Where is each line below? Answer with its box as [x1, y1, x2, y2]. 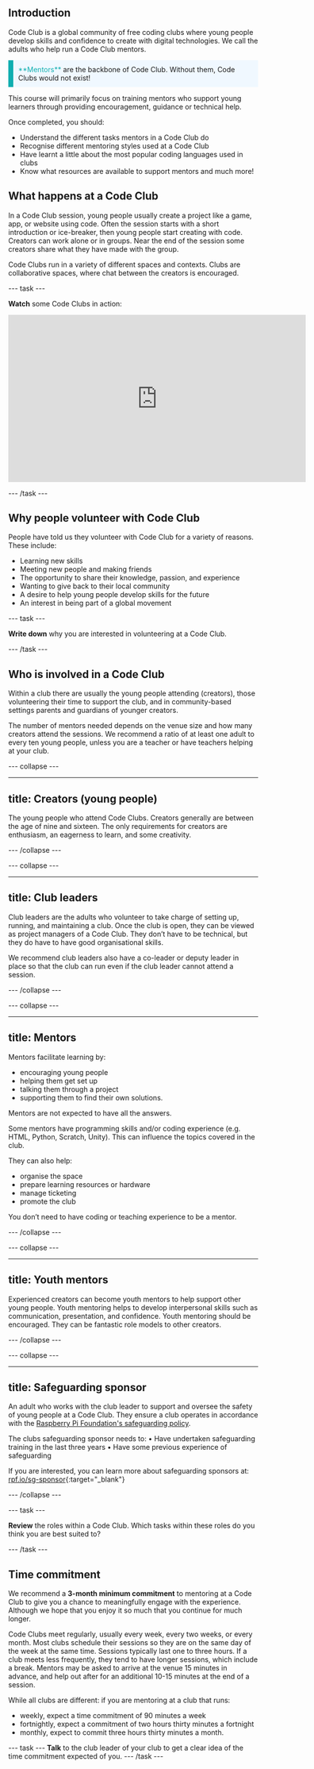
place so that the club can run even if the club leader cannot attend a [8, 961, 234, 971]
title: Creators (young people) [8, 792, 158, 805]
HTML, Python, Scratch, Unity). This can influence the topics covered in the [8, 1131, 255, 1142]
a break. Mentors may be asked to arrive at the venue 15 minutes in [8, 1663, 228, 1673]
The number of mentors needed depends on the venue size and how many [8, 721, 253, 730]
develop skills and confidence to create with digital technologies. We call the [8, 36, 258, 45]
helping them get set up [19, 1076, 98, 1085]
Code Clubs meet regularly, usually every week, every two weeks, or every [8, 1629, 253, 1639]
